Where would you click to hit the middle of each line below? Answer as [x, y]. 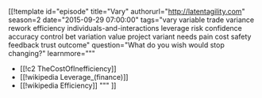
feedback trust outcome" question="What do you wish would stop [116, 45]
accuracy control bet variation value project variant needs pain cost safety [130, 36]
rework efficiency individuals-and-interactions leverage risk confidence [125, 28]
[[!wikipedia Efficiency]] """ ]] [68, 85]
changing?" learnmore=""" [52, 53]
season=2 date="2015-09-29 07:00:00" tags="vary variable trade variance [131, 20]
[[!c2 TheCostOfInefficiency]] [68, 69]
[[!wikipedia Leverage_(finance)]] [74, 77]
